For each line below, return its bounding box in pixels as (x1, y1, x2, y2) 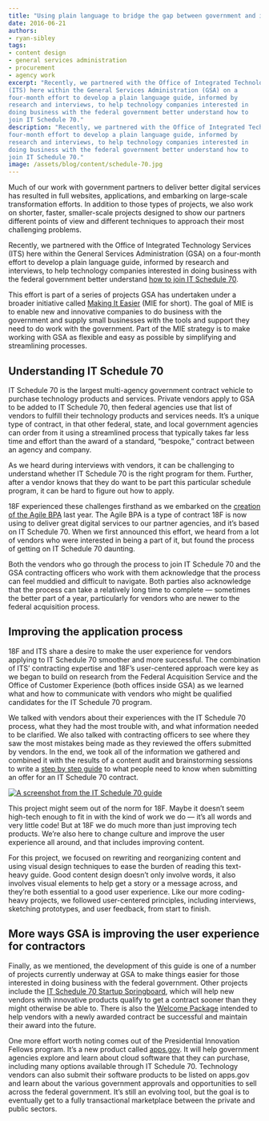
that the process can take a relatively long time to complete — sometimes (8, 585, 251, 595)
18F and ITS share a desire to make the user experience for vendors (8, 646, 232, 656)
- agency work (8, 71, 56, 79)
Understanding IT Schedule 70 (8, 364, 164, 378)
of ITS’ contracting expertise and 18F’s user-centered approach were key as (8, 663, 259, 673)
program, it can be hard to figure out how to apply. (8, 486, 175, 495)
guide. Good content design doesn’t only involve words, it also (30, 870, 236, 879)
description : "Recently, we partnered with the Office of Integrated (8, 123, 246, 131)
